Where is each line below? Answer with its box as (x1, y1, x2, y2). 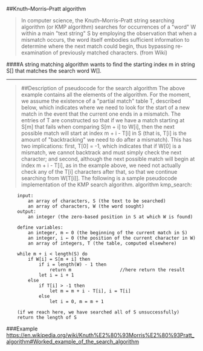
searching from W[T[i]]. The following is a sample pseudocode (21, 175, 178, 182)
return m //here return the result (49, 267, 185, 273)
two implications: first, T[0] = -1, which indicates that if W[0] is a (21, 142, 181, 149)
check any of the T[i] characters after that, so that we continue (21, 168, 178, 175)
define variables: (17, 225, 63, 231)
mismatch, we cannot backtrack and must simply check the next (21, 149, 182, 156)
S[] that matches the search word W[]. (6, 67, 101, 74)
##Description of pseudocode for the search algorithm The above (21, 85, 185, 91)
